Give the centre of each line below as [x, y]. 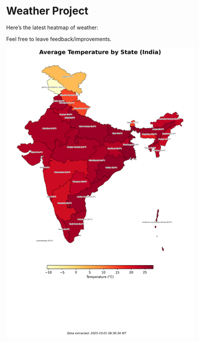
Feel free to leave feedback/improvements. [59, 39]
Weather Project [47, 11]
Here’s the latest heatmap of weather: [52, 27]
